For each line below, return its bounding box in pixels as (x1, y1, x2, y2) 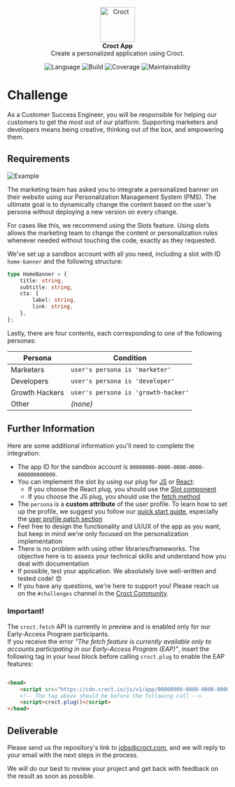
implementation (17, 537, 63, 545)
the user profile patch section (17, 514, 103, 523)
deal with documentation (17, 559, 90, 568)
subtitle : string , (20, 284, 73, 291)
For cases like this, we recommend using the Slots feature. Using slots (7, 221, 210, 229)
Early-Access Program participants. (7, 629, 110, 638)
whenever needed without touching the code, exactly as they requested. (7, 235, 217, 245)
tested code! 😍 (17, 574, 62, 582)
